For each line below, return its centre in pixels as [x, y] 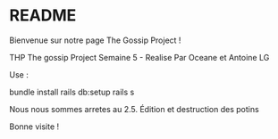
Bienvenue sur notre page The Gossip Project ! [95, 40]
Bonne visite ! [34, 127]
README [43, 16]
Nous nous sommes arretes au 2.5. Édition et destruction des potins [134, 109]
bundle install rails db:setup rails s [72, 92]
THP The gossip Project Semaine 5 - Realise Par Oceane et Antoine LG [139, 57]
